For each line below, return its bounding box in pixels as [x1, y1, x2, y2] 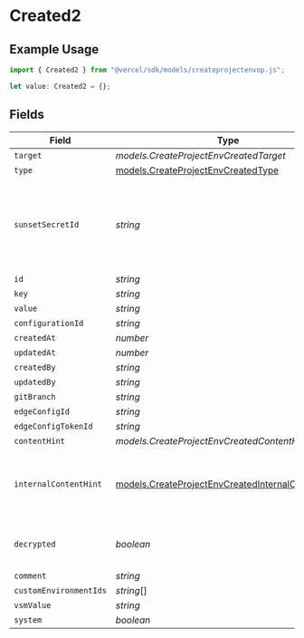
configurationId [14, 318, 84, 328]
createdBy [14, 362, 56, 372]
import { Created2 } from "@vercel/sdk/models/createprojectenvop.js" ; [9, 65, 285, 74]
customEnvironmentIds [14, 585, 107, 595]
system [14, 614, 43, 625]
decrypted [14, 538, 56, 549]
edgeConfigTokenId [14, 420, 93, 431]
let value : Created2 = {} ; [9, 82, 111, 91]
